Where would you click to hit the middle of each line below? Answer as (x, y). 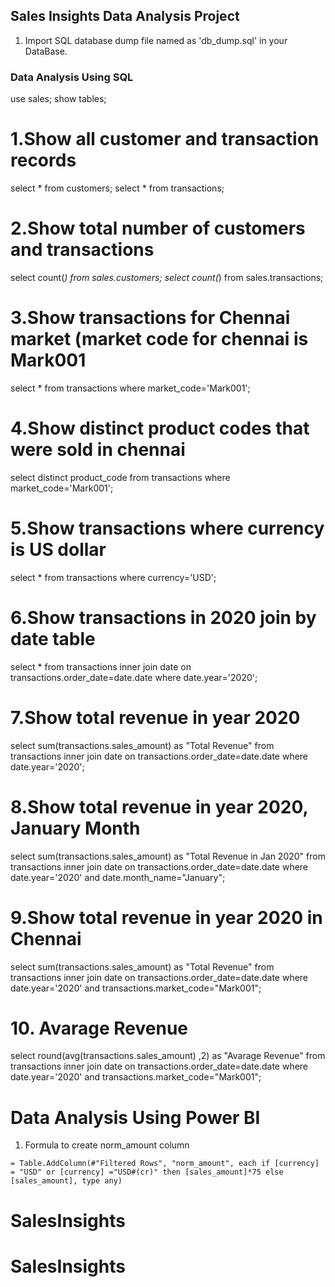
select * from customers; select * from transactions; (117, 188)
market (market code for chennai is (159, 339)
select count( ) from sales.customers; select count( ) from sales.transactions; (167, 277)
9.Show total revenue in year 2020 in (166, 917)
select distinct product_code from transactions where (120, 477)
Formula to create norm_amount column (107, 1145)
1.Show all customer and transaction (165, 139)
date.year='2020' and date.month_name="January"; (118, 877)
